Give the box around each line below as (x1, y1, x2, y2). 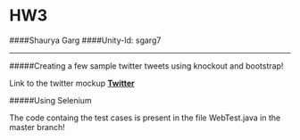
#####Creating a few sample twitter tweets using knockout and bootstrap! (9, 60, 284, 71)
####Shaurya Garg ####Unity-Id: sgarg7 (9, 35, 162, 45)
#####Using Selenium (9, 95, 92, 105)
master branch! (9, 121, 65, 132)
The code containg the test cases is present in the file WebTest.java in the (9, 112, 281, 123)
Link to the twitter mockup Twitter (9, 78, 136, 88)
